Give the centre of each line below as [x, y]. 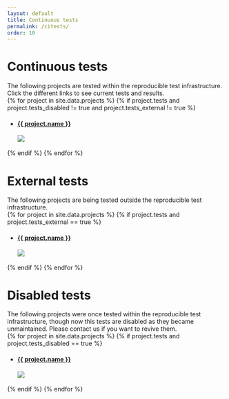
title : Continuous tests [43, 20]
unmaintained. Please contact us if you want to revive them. [92, 329]
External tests [48, 181]
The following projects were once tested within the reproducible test [104, 314]
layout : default [30, 13]
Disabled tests [49, 295]
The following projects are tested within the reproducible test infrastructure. [115, 86]
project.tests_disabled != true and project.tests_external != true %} [102, 108]
